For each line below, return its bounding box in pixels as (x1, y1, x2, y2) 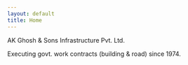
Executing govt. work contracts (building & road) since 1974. (7, 50, 181, 58)
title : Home (7, 17, 42, 24)
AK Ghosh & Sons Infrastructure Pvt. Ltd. (7, 36, 125, 44)
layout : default (7, 10, 55, 17)
